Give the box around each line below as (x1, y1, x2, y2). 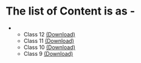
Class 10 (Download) (23, 44, 75, 51)
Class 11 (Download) (23, 37, 74, 44)
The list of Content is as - (5, 4, 135, 18)
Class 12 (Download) (23, 30, 75, 38)
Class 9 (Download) (23, 50, 74, 57)
